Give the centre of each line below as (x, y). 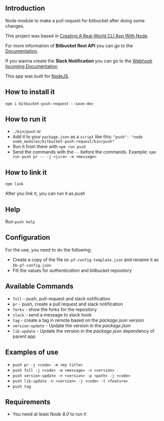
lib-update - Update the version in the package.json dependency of (84, 331)
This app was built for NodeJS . (37, 76)
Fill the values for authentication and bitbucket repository (72, 270)
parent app (24, 336)
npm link (14, 184)
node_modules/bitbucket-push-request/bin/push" (63, 142)
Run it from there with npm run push (49, 147)
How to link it (26, 172)
